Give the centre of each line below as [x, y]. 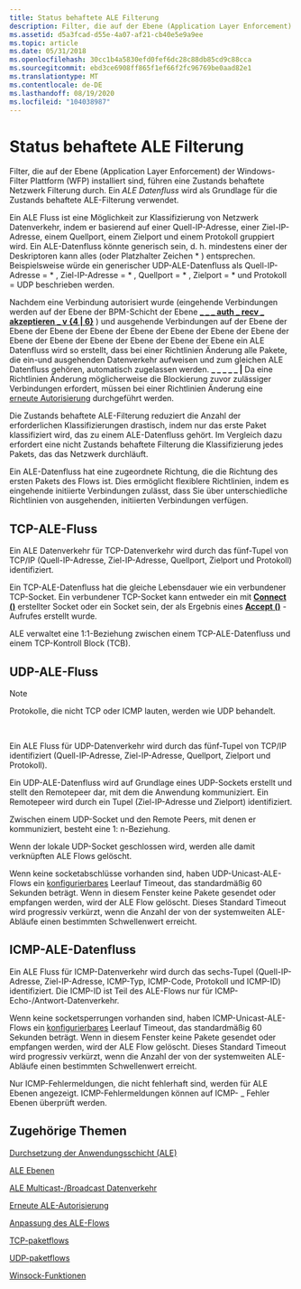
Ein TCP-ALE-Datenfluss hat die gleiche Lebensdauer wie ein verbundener [148, 587]
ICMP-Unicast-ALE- [249, 1018]
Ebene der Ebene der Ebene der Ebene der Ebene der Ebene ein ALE [137, 341]
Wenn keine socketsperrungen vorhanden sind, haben [110, 1018]
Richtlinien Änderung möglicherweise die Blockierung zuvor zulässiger [141, 379]
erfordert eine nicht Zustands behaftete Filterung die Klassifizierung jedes [146, 444]
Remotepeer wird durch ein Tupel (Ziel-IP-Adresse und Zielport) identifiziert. [151, 801]
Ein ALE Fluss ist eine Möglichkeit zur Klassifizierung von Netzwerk [134, 218]
